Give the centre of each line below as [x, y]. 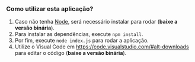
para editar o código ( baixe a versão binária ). [71, 53]
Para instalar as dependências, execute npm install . [79, 34]
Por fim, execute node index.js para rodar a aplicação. [82, 41]
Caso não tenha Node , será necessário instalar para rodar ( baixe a [96, 22]
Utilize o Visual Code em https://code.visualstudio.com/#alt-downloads [102, 47]
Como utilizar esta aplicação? [50, 9]
